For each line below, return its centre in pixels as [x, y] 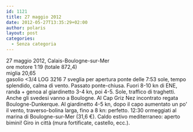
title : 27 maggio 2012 [34, 17]
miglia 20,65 [21, 73]
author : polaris [26, 28]
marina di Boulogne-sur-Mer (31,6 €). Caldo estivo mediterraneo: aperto [93, 116]
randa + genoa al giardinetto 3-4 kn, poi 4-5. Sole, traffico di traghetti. [91, 92]
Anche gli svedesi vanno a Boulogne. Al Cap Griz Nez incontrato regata [92, 98]
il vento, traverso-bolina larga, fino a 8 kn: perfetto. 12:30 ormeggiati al [92, 110]
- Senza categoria [34, 44]
